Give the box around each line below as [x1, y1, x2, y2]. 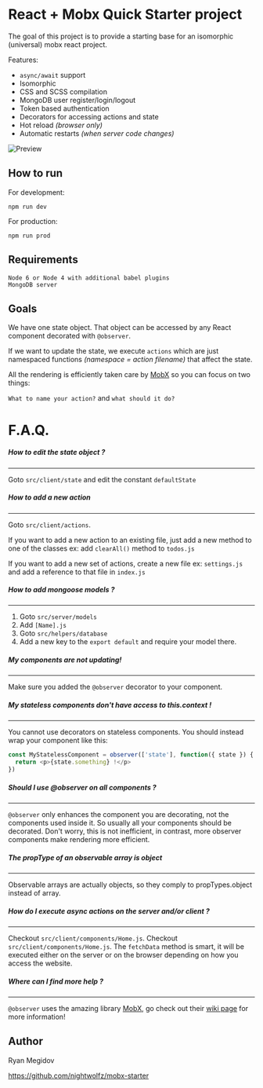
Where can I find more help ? [8, 976, 104, 986]
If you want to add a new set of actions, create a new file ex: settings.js [8, 559, 243, 568]
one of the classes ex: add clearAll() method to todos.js [8, 544, 195, 553]
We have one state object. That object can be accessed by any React [8, 323, 232, 332]
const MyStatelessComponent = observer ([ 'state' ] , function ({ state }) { [8, 751, 254, 759]
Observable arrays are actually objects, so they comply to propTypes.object [8, 880, 253, 889]
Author [8, 1035, 43, 1048]
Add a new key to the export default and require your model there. [19, 637, 237, 647]
